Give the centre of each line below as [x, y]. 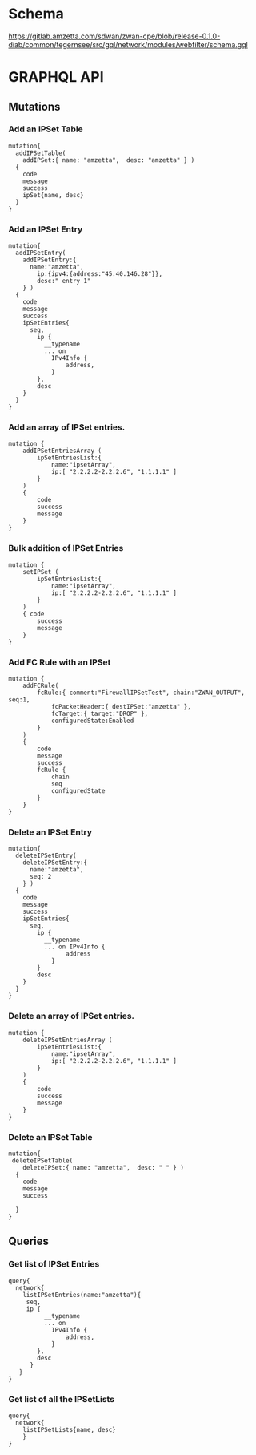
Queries [29, 1241]
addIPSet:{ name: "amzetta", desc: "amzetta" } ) [109, 160]
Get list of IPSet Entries [54, 1264]
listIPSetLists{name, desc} [69, 1429]
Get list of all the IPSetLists [61, 1399]
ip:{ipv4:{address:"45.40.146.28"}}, [100, 274]
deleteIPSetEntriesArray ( [68, 1040]
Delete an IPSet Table [50, 1137]
